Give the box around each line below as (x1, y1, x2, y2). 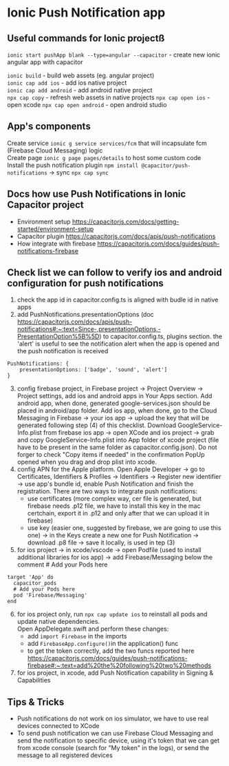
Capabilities (17, 676, 51, 685)
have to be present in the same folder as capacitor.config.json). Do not (17, 443, 218, 451)
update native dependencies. (17, 618, 100, 626)
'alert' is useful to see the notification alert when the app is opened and (17, 340, 220, 348)
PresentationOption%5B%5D (17, 333, 100, 341)
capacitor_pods (13, 580, 57, 587)
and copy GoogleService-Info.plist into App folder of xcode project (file (17, 436, 219, 444)
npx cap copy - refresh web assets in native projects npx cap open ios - (7, 93, 210, 101)
